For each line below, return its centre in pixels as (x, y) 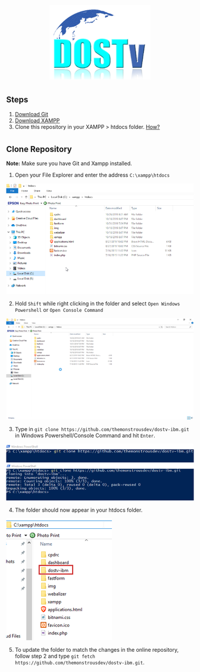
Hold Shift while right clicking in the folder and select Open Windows (97, 304)
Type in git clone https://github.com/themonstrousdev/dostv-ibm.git (102, 429)
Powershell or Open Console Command (59, 309)
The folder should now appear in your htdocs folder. (79, 510)
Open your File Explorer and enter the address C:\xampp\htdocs (92, 175)
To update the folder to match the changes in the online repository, (97, 649)
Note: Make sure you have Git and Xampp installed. (69, 163)
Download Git (32, 114)
